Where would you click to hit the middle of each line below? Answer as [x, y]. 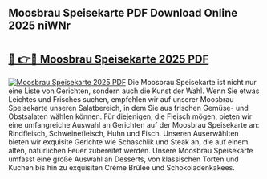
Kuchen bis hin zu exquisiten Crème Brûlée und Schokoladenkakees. [121, 167]
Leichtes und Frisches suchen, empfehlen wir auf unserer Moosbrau [121, 99]
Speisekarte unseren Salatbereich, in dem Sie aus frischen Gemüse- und [128, 108]
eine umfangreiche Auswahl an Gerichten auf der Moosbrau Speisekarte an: [134, 125]
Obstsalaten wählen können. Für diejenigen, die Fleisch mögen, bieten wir [130, 116]
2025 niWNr [39, 26]
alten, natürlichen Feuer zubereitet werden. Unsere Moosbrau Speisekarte [131, 151]
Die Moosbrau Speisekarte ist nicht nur [192, 82]
